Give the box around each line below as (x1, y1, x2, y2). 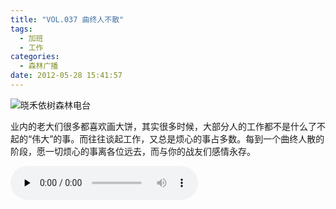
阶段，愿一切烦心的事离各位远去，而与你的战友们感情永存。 (10, 145, 256, 157)
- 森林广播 (19, 61, 59, 71)
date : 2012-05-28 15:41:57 (10, 71, 123, 81)
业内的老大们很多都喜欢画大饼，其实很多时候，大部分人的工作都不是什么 (10, 120, 308, 132)
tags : (10, 24, 33, 34)
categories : (10, 52, 60, 62)
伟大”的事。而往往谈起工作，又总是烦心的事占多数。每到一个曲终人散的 (31, 132, 325, 145)
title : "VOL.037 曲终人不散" (10, 14, 125, 25)
